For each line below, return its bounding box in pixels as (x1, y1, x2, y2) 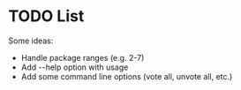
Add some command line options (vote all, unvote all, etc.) (20, 71, 233, 81)
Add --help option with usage (20, 62, 129, 72)
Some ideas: (8, 35, 54, 46)
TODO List (8, 6, 85, 26)
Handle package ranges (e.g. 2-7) (20, 52, 145, 63)
